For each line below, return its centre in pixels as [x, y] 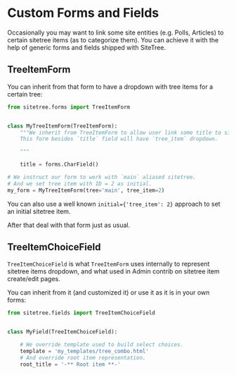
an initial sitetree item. [39, 211]
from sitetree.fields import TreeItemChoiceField [81, 313]
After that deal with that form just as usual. [69, 225]
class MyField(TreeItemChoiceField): [63, 332]
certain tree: [25, 94]
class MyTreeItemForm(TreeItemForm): [63, 126]
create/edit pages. [34, 279]
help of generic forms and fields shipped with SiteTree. [87, 47]
